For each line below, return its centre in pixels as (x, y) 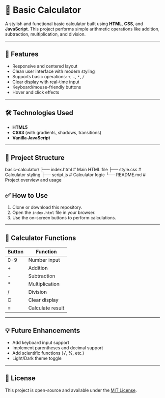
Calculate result (46, 308)
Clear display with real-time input (46, 82)
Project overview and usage (33, 180)
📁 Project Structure (35, 158)
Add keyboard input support (41, 342)
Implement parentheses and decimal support (57, 348)
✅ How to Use (27, 196)
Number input (44, 260)
